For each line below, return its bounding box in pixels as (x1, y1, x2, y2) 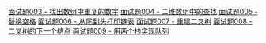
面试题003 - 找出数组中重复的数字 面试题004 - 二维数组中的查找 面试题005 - (8, 7, 258, 16)
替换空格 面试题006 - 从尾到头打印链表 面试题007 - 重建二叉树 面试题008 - (8, 16, 253, 26)
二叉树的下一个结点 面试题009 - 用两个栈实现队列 (8, 27, 169, 35)
